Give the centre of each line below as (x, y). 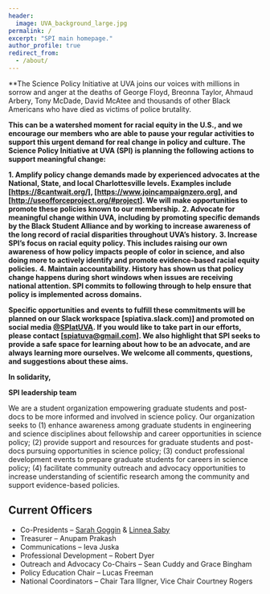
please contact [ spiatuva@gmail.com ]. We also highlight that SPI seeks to (135, 336)
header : (21, 16)
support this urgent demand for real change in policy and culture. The (127, 142)
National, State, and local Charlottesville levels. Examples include (120, 183)
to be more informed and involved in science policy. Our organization (141, 416)
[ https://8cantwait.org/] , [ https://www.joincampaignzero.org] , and (123, 192)
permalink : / (30, 31)
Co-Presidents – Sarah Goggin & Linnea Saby (95, 530)
